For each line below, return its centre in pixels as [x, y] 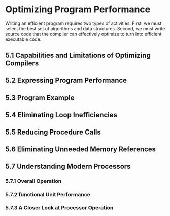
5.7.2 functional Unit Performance [48, 194]
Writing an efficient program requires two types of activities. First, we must [83, 23]
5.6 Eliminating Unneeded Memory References [81, 149]
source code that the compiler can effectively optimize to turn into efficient [83, 34]
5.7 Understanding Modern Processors [68, 166]
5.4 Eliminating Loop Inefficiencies [61, 115]
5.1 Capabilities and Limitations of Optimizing [78, 55]
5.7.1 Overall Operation [33, 181]
